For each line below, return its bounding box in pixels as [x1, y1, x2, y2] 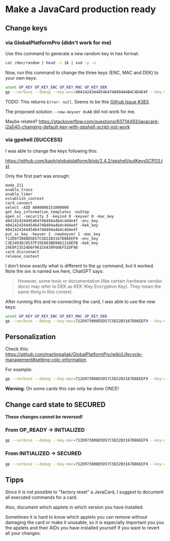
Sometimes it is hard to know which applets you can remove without [5, 514, 148, 520]
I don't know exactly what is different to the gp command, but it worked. [5, 262, 154, 268]
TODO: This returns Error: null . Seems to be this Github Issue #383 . [5, 98, 150, 105]
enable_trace [5, 187, 33, 192]
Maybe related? [5, 118, 38, 124]
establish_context [5, 196, 44, 201]
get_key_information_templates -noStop [5, 209, 90, 214]
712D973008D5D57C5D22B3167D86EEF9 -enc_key [5, 236, 99, 241]
